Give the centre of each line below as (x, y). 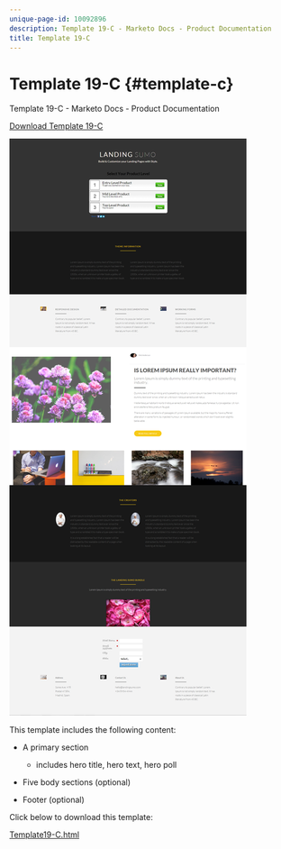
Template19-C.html (44, 835)
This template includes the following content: (93, 730)
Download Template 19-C (56, 126)
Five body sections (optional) (76, 782)
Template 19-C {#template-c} (122, 83)
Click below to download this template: (81, 817)
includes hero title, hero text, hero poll (106, 765)
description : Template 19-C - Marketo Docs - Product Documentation (140, 28)
